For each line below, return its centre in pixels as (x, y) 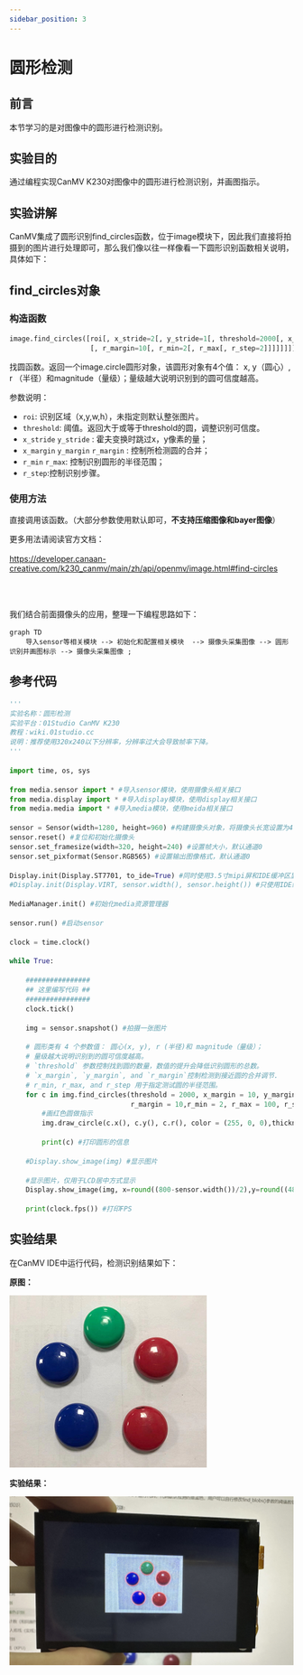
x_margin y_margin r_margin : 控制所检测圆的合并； (116, 450)
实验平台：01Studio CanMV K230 (64, 723)
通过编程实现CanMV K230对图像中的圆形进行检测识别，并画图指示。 (137, 182)
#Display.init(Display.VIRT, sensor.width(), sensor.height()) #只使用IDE (151, 885)
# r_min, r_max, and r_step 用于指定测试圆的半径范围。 (124, 1085)
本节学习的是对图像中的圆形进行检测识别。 (88, 127)
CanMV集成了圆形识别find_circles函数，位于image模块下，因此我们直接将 (147, 237)
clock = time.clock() (50, 942)
